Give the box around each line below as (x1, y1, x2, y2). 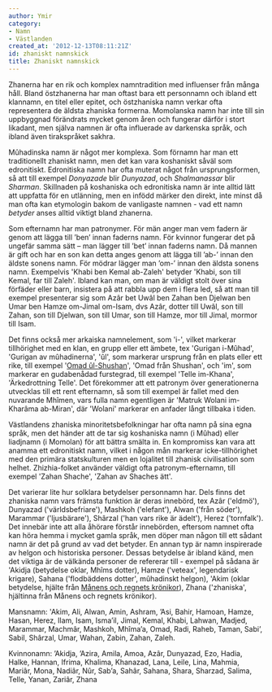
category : (8, 20, 42, 28)
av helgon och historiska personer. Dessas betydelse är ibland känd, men (8, 547, 254, 558)
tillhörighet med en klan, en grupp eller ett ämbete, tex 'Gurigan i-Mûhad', (8, 343, 254, 353)
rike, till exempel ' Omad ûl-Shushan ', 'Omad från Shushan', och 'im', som (8, 360, 252, 370)
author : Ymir (8, 11, 53, 20)
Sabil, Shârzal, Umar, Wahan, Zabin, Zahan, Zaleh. (8, 633, 176, 642)
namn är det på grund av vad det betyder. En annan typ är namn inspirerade (8, 539, 262, 549)
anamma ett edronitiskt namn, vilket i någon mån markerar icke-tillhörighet (8, 445, 257, 455)
